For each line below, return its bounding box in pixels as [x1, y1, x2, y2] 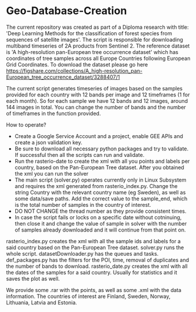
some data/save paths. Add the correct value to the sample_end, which [14, 195, 188, 202]
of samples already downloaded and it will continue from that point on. [14, 226, 186, 233]
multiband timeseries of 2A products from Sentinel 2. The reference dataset [6, 42, 190, 49]
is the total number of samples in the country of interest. [14, 201, 151, 208]
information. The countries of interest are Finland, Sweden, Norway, [6, 293, 171, 300]
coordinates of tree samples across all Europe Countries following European [6, 55, 191, 62]
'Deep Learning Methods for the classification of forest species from [6, 29, 172, 36]
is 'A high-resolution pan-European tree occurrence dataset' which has [6, 48, 178, 55]
